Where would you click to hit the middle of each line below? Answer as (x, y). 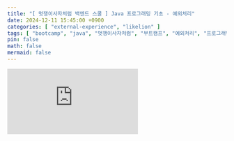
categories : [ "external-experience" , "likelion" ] (84, 27)
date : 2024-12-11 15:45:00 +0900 (56, 20)
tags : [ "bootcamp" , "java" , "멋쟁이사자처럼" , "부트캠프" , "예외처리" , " (107, 33)
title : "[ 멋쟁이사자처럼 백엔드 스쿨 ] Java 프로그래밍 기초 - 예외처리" (101, 14)
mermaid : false (29, 53)
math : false (24, 46)
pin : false (23, 40)
